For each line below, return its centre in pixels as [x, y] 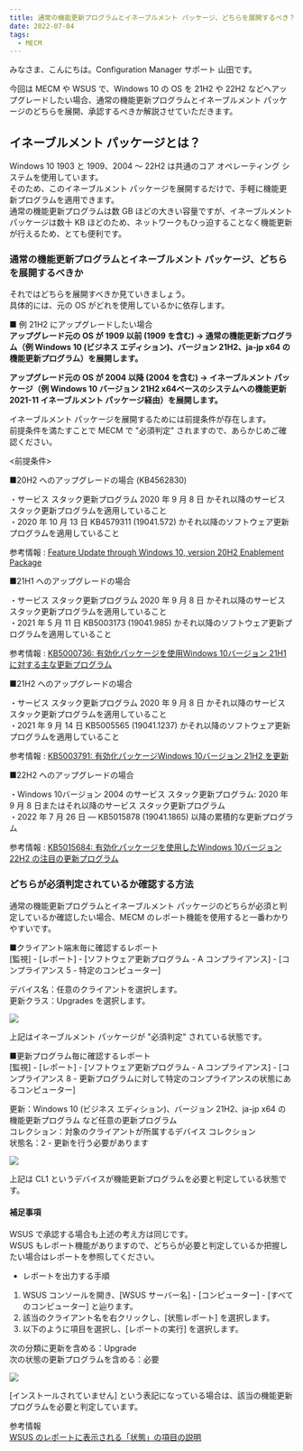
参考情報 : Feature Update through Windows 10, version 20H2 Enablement [147, 552]
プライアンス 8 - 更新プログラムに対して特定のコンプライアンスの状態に [150, 1078]
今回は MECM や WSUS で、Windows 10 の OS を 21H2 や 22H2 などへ [141, 89]
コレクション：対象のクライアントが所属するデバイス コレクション [133, 1131]
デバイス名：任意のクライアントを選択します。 [96, 989]
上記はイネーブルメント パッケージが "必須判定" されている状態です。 [138, 1036]
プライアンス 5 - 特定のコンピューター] [89, 970]
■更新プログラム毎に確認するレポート [80, 1056]
